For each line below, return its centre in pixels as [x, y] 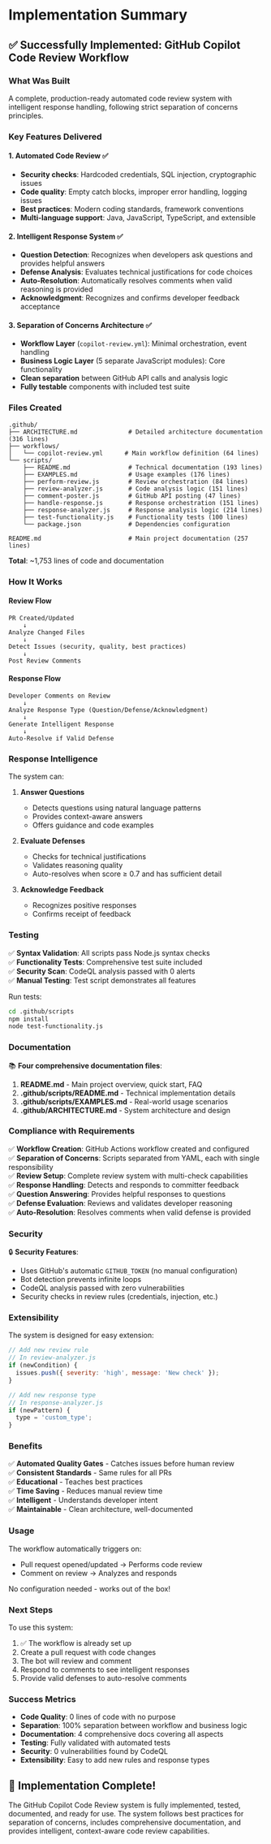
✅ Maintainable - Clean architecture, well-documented [101, 1509]
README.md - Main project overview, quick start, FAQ [111, 1084]
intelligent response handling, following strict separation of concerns [123, 106]
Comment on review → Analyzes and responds [98, 1573]
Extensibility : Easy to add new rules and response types [115, 1760]
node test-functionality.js [56, 1026]
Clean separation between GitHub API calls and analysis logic [124, 378]
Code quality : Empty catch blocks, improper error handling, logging [133, 192]
